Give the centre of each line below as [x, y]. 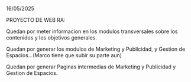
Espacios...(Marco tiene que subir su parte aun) [64, 55]
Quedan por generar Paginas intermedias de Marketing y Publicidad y [91, 67]
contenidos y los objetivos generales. [52, 37]
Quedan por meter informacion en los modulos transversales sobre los [92, 31]
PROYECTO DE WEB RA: [36, 20]
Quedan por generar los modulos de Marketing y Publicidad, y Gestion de [96, 49]
